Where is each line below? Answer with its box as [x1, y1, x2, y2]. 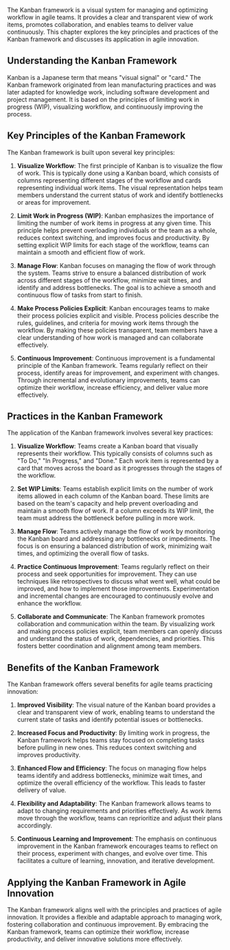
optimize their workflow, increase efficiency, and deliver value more [16, 383, 209, 391]
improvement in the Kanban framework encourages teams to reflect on [16, 842, 218, 850]
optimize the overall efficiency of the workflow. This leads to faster [16, 778, 206, 787]
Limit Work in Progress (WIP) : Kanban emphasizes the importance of [16, 211, 214, 220]
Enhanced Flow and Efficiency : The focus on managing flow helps [16, 764, 207, 772]
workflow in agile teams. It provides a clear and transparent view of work [7, 13, 214, 21]
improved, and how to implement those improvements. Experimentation [16, 585, 220, 593]
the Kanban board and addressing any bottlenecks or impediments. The [16, 535, 221, 543]
